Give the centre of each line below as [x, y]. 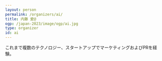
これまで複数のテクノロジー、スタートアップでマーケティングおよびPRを [79, 47]
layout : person [21, 10]
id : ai [12, 33]
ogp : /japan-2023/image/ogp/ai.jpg [42, 24]
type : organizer [22, 28]
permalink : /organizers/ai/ [34, 14]
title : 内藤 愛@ [21, 19]
